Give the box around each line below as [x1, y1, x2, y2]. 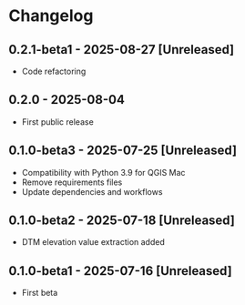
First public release [21, 116, 95, 127]
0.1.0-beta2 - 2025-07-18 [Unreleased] [8, 213, 236, 229]
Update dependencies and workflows [21, 186, 163, 197]
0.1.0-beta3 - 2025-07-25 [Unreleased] [8, 143, 238, 158]
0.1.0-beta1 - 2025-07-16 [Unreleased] [8, 263, 233, 279]
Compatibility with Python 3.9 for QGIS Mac [21, 167, 186, 178]
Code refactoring [21, 66, 87, 76]
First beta [21, 288, 58, 299]
